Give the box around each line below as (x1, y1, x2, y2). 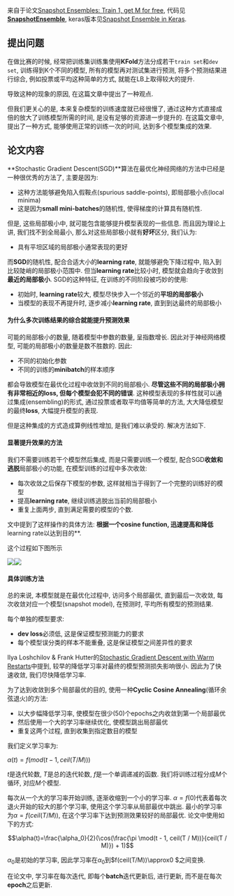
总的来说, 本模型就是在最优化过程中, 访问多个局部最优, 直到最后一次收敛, (7, 591, 215, 600)
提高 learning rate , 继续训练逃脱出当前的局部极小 (17, 496, 157, 505)
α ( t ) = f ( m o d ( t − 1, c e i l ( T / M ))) (7, 755, 91, 764)
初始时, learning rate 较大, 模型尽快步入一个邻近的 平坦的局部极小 (17, 290, 204, 298)
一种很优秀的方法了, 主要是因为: (7, 173, 99, 181)
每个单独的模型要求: (7, 615, 65, 623)
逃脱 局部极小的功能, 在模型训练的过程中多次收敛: (7, 464, 148, 472)
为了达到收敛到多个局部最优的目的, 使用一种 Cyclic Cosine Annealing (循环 (7, 685, 221, 694)
